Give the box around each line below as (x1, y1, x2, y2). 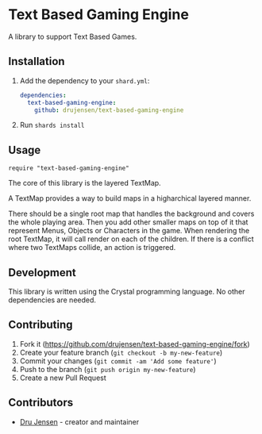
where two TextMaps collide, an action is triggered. (8, 243, 176, 252)
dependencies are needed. (8, 295, 97, 305)
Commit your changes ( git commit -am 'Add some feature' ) (19, 355, 217, 366)
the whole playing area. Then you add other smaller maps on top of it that (8, 217, 249, 227)
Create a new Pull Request (19, 373, 107, 382)
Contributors (8, 396, 74, 409)
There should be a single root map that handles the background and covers (8, 209, 255, 219)
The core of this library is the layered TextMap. (8, 179, 161, 188)
